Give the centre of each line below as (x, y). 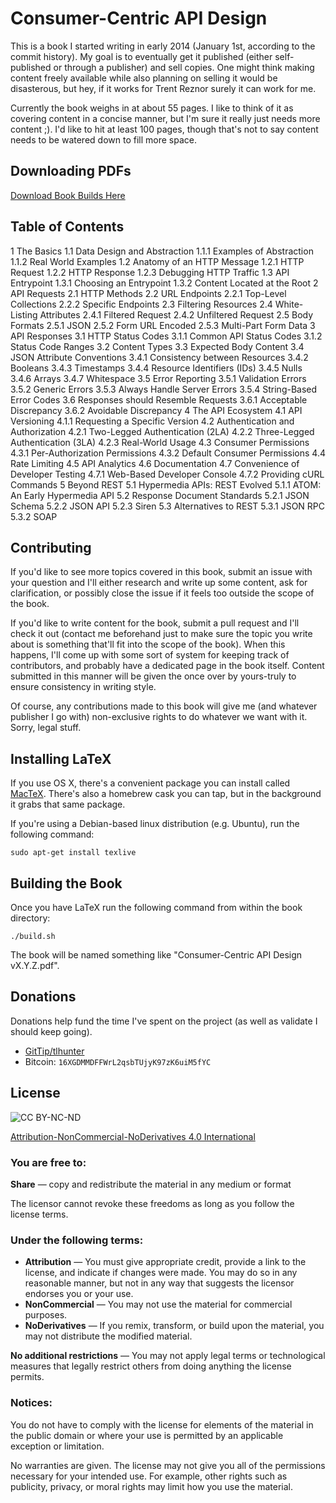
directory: (30, 918)
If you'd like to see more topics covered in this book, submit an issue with (161, 572)
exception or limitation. (57, 1446)
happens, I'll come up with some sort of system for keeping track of (150, 655)
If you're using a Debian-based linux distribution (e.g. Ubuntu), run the (155, 824)
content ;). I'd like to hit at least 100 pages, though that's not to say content (164, 129)
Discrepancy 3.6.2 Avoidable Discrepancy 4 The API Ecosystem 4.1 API (156, 410)
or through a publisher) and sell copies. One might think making (184, 67)
